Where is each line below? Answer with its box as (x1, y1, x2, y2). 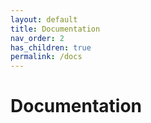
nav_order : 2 (10, 33, 65, 43)
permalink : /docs (10, 52, 83, 62)
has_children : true (10, 42, 92, 53)
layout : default (10, 14, 78, 25)
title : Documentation (10, 24, 101, 34)
